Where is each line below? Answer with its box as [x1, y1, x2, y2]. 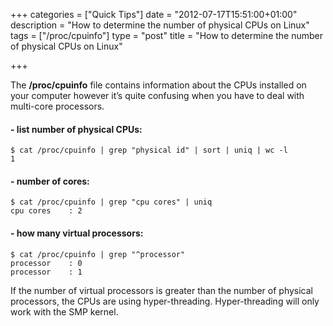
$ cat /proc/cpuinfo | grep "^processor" [10, 249, 186, 259]
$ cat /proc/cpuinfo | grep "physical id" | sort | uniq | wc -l [10, 145, 288, 156]
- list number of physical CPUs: [10, 123, 143, 135]
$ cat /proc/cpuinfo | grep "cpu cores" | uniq [10, 197, 213, 208]
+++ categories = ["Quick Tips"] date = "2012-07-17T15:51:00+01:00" [10, 9, 298, 20]
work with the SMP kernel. [10, 305, 119, 318]
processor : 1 [10, 267, 83, 277]
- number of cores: [10, 175, 90, 187]
